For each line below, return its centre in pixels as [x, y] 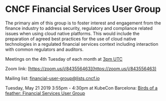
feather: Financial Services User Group [45, 93]
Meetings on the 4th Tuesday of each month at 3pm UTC [64, 59]
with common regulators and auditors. [44, 49]
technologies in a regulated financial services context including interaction [82, 44]
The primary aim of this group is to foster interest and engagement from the [83, 23]
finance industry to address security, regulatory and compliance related [79, 28]
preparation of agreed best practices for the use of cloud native [71, 39]
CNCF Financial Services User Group [83, 9]
